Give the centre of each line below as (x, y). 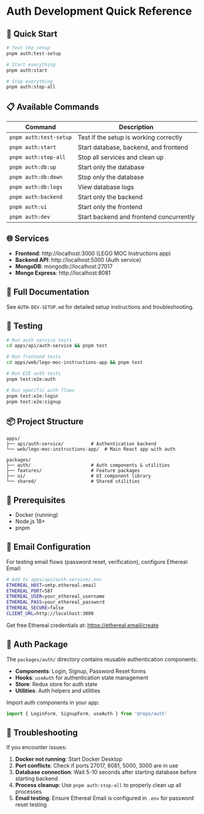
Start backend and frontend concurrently (136, 217)
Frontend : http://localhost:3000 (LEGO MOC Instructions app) (93, 253)
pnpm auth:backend (36, 197)
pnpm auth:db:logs (36, 187)
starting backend (36, 779)
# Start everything (31, 65)
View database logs (106, 187)
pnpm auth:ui (28, 207)
